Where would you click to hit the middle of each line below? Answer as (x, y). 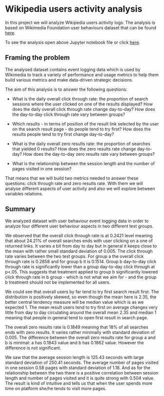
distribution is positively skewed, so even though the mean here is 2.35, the (81, 297)
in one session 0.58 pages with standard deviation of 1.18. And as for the (78, 368)
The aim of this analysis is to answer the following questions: (66, 89)
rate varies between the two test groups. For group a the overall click (74, 256)
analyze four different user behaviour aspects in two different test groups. (79, 226)
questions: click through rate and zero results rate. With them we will (74, 183)
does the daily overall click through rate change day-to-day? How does (83, 109)
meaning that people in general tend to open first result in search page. (77, 317)
